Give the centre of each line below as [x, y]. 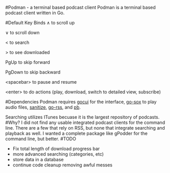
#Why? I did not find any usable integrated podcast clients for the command [85, 122]
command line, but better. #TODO [41, 139]
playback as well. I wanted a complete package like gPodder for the [77, 133]
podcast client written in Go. [35, 13]
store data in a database [38, 159]
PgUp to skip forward [28, 62]
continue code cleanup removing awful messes [63, 165]
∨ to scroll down [22, 32]
